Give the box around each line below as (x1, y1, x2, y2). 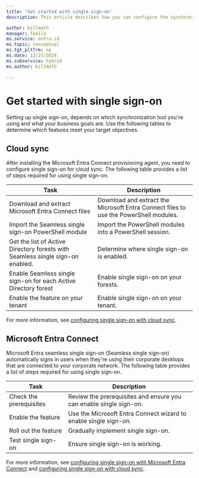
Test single (9, 436, 40, 445)
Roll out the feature (9, 426, 62, 435)
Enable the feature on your (9, 294, 83, 302)
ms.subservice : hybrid (6, 58, 62, 64)
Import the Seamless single (9, 221, 85, 229)
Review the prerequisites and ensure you (68, 393, 182, 401)
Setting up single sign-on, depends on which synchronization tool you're (6, 114, 184, 121)
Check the (9, 393, 38, 401)
